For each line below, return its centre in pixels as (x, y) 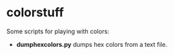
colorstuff (35, 13)
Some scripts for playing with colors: (58, 31)
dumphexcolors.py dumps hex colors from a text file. (92, 44)
